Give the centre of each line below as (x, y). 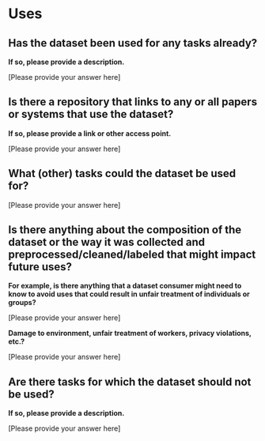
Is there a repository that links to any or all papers (133, 102)
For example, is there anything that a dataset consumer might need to (125, 286)
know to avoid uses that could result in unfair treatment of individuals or (129, 294)
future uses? (40, 267)
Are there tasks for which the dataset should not (130, 381)
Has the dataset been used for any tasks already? (133, 43)
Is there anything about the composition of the (125, 230)
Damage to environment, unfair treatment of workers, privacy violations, (130, 334)
